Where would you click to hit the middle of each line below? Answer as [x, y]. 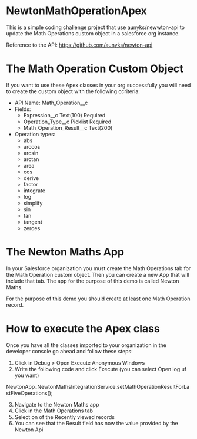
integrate [34, 191]
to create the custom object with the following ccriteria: [73, 91]
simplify [33, 203]
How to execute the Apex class [83, 329]
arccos [32, 146]
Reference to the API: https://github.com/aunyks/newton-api [79, 45]
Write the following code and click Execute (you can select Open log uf [101, 369]
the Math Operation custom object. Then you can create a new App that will [98, 274]
